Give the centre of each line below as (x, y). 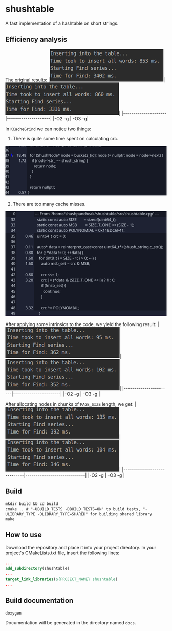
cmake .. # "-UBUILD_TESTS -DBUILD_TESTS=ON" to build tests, (73, 509)
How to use (24, 535)
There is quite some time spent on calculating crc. (66, 138)
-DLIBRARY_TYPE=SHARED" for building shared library (95, 514)
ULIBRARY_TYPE (20, 514)
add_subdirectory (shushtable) (38, 568)
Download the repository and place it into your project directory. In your (81, 547)
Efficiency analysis (36, 39)
